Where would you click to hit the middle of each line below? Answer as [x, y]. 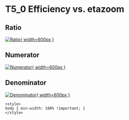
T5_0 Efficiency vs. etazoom [65, 9]
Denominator [26, 83]
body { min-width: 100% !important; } [45, 108]
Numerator [22, 55]
